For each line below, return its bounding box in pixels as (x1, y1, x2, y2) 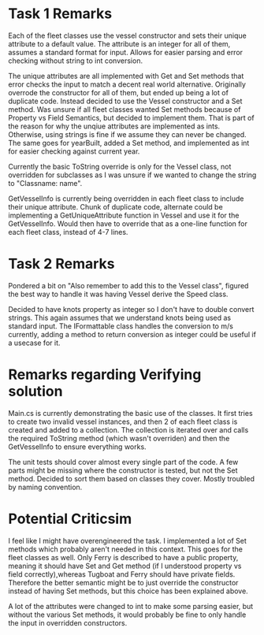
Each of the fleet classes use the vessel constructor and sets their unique (8, 31, 247, 40)
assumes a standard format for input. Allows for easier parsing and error (8, 47, 243, 57)
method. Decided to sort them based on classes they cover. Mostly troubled (8, 473, 255, 483)
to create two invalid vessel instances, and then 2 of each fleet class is (8, 417, 238, 426)
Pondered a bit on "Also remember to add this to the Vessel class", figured (8, 280, 249, 290)
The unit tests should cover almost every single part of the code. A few (8, 457, 239, 466)
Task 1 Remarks (8, 5, 113, 23)
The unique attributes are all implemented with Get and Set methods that (8, 71, 244, 80)
